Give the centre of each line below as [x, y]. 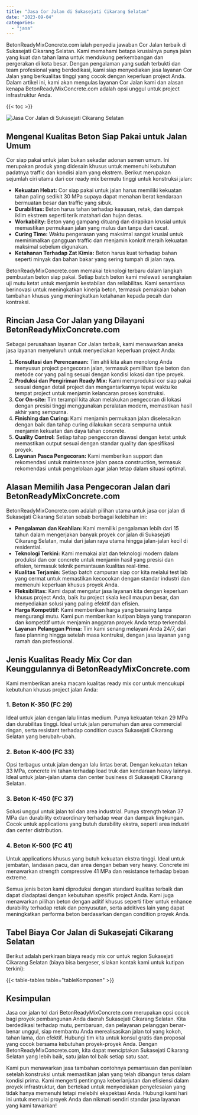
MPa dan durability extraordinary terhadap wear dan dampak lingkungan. [95, 818]
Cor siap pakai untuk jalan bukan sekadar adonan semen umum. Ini [88, 160]
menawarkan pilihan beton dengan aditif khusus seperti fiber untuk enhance [99, 901]
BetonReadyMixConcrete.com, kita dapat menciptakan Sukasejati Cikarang [98, 1050]
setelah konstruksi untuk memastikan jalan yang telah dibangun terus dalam [98, 1074]
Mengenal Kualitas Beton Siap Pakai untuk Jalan [97, 136]
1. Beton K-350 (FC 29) [39, 705]
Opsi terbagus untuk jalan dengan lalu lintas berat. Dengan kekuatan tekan [97, 765]
